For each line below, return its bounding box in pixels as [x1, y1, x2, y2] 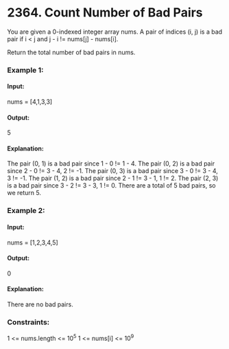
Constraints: [7, 317, 50, 327]
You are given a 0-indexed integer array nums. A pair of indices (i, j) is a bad [7, 27, 223, 36]
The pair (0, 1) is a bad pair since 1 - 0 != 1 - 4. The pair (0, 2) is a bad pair [7, 159, 215, 168]
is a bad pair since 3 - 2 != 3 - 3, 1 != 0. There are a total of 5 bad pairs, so [7, 181, 216, 190]
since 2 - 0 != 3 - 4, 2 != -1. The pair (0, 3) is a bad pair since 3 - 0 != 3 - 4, [7, 167, 218, 175]
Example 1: [7, 65, 44, 75]
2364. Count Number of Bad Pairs [7, 5, 204, 21]
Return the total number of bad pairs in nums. [7, 48, 136, 56]
